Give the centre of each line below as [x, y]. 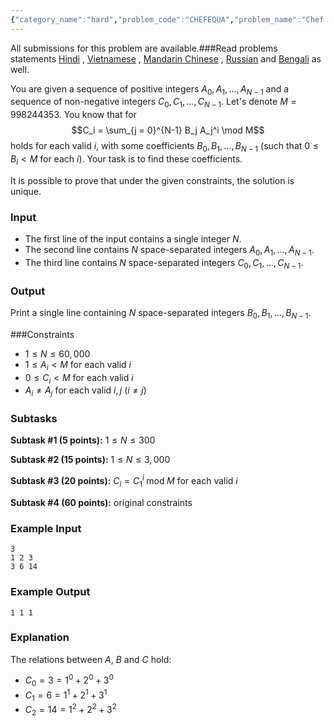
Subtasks [34, 419]
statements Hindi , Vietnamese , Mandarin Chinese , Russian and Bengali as [166, 58]
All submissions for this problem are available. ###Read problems [144, 48]
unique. [26, 191]
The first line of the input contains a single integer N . [133, 239]
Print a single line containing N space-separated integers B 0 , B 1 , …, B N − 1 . [161, 314]
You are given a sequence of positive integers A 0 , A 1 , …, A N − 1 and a [150, 89]
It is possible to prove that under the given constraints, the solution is [152, 180]
